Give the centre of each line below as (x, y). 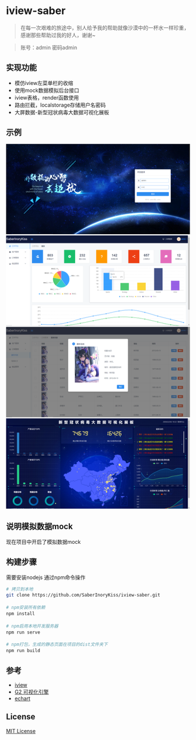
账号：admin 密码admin (49, 47)
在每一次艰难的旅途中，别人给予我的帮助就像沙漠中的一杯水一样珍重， (105, 28)
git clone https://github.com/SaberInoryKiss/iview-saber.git (83, 595)
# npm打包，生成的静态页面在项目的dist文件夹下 (57, 645)
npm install (20, 614)
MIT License (21, 731)
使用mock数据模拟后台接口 (47, 90)
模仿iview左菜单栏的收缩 (44, 83)
